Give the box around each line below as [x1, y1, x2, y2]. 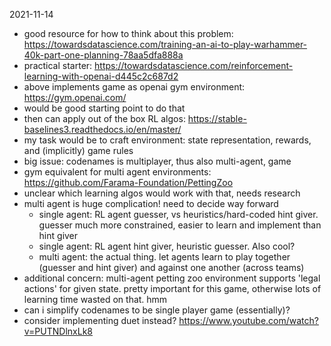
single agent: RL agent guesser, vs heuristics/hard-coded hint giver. [38, 209, 319, 220]
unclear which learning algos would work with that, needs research [23, 187, 301, 199]
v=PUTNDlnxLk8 [23, 325, 93, 337]
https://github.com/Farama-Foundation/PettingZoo [23, 177, 234, 188]
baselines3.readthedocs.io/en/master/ [23, 124, 182, 135]
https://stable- [187, 113, 247, 124]
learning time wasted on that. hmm [23, 294, 168, 305]
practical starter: [23, 60, 93, 71]
